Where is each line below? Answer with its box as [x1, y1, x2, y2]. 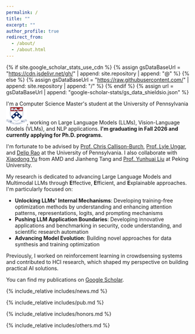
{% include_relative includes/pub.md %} [6, 299, 104, 306]
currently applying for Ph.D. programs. [6, 131, 103, 138]
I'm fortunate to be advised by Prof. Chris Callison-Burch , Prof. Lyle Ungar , [6, 143, 187, 150]
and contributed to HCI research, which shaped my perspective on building [6, 259, 189, 266]
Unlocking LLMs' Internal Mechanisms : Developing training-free [14, 197, 173, 204]
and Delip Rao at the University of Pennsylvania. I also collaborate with [6, 149, 178, 156]
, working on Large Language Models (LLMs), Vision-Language [27, 119, 180, 126]
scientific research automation [14, 229, 89, 236]
